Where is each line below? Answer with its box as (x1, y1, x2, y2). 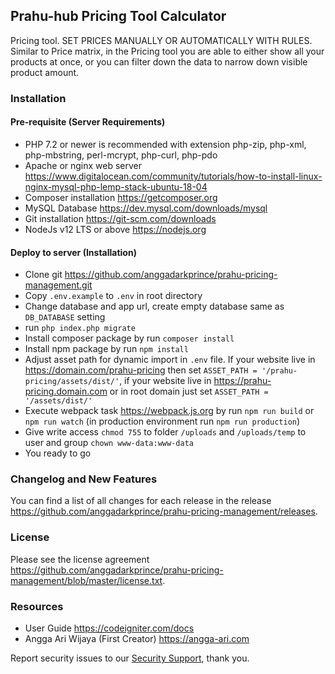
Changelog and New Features (10, 472, 158, 486)
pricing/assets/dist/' (24, 377, 120, 387)
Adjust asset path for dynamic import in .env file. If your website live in (24, 354, 316, 366)
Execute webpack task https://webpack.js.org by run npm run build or (24, 405, 315, 417)
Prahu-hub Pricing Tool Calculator (10, 8, 227, 25)
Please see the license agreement (10, 553, 150, 565)
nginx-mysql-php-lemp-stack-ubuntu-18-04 (24, 180, 208, 193)
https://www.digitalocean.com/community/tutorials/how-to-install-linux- (24, 170, 323, 182)
